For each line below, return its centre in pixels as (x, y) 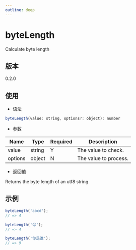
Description (103, 142)
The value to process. (103, 158)
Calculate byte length (27, 49)
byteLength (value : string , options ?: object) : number (63, 119)
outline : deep (20, 10)
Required (61, 142)
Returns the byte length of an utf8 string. (47, 182)
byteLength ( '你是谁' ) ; (28, 238)
